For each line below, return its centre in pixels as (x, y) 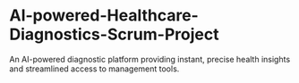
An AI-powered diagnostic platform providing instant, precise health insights (150, 59)
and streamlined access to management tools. (94, 69)
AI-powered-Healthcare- (104, 16)
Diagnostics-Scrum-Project (114, 34)
